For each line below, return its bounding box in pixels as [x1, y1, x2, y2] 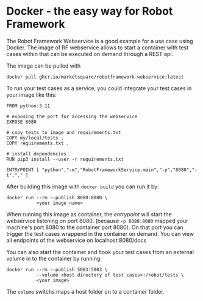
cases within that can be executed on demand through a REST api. [6, 50, 174, 57]
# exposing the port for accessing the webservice [6, 113, 138, 119]
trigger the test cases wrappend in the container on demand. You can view [6, 230, 194, 237]
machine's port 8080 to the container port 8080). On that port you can [6, 224, 184, 231]
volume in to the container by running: [6, 255, 102, 262]
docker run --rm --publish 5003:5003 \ [6, 266, 108, 272]
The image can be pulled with [6, 62, 81, 69]
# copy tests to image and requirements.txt [6, 129, 121, 135]
